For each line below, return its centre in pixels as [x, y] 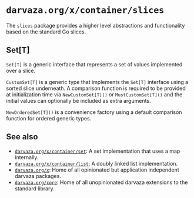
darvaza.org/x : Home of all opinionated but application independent [97, 170]
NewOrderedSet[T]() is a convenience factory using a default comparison [94, 112]
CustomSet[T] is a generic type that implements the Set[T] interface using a [97, 82]
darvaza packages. [38, 176]
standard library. [34, 188]
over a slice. [21, 71]
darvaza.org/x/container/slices [85, 10]
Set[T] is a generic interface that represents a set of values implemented [94, 64]
